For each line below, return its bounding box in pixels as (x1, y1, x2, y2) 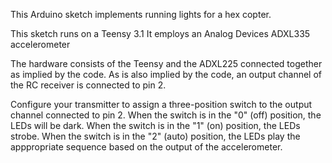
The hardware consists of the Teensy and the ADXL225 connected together (10, 58, 323, 69)
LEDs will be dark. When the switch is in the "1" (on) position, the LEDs (10, 120, 301, 131)
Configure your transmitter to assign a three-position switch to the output (10, 99, 313, 110)
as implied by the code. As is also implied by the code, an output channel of (10, 69, 322, 80)
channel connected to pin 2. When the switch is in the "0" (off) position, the (10, 109, 322, 121)
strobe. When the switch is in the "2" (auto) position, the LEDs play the (10, 130, 301, 142)
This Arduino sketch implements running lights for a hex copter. (10, 9, 272, 20)
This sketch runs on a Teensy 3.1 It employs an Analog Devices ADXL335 (10, 28, 311, 39)
